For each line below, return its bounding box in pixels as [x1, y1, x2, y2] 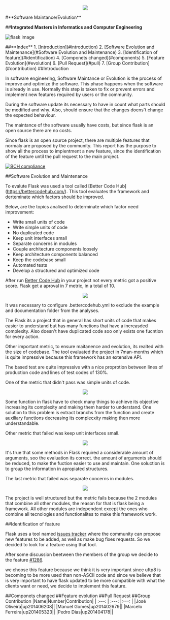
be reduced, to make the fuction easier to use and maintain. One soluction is [5, 460, 165, 466]
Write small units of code [12, 219, 65, 225]
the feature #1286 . [5, 557, 44, 563]
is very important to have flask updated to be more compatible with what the [5, 577, 165, 583]
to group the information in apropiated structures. [5, 466, 109, 472]
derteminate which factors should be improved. [5, 194, 105, 200]
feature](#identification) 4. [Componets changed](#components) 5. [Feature [5, 55, 165, 60]
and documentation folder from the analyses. [5, 307, 100, 314]
